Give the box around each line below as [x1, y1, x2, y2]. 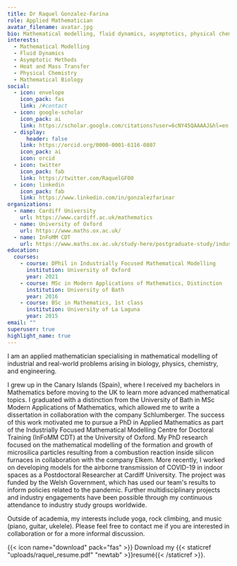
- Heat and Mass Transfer [13, 63, 90, 70]
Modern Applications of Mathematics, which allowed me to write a [7, 403, 200, 411]
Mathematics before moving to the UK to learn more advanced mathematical [7, 388, 230, 396]
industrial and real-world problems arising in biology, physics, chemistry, [7, 359, 219, 367]
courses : [13, 254, 39, 261]
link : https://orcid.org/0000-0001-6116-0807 [20, 142, 157, 149]
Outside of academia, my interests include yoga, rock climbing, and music [7, 514, 222, 523]
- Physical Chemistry [13, 69, 78, 76]
